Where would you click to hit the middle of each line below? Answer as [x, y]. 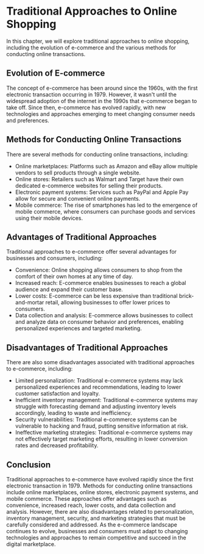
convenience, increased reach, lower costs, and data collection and [91, 505]
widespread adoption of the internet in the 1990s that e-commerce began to [102, 101]
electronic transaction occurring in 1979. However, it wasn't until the [91, 94]
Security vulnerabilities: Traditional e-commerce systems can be [96, 420]
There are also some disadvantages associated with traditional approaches [100, 362]
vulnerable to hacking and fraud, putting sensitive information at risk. [102, 426]
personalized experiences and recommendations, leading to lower [98, 387]
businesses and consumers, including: [55, 258]
